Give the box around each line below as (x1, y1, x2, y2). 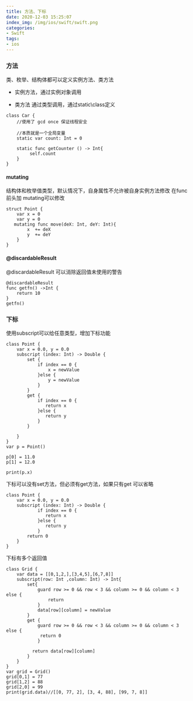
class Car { (6, 113, 35, 119)
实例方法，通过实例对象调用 (14, 89, 82, 96)
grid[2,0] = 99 (6, 684, 43, 690)
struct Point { (6, 206, 43, 212)
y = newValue (47, 377, 80, 383)
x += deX (27, 227, 51, 233)
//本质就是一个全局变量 (16, 130, 66, 137)
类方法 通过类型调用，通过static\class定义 (14, 101, 115, 108)
